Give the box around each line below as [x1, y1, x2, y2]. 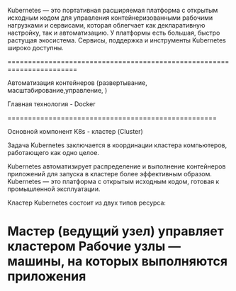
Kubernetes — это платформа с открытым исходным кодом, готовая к [7, 177, 220, 186]
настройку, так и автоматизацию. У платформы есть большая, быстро [7, 28, 220, 37]
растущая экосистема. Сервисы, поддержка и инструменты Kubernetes [7, 36, 227, 45]
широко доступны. [7, 44, 64, 52]
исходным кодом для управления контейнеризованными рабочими [7, 13, 213, 22]
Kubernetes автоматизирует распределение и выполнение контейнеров [7, 162, 226, 171]
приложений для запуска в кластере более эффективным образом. [7, 170, 213, 178]
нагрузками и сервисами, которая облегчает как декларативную [7, 21, 206, 29]
